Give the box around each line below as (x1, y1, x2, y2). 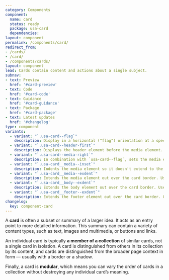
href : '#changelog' (10, 119, 51, 125)
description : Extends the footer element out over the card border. (14, 194, 161, 199)
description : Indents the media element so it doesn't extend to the (14, 166, 163, 171)
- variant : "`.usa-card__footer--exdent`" (10, 190, 100, 195)
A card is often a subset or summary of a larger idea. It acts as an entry (5, 217, 153, 224)
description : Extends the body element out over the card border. (14, 185, 156, 190)
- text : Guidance (5, 96, 42, 101)
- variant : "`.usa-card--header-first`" (10, 143, 96, 148)
